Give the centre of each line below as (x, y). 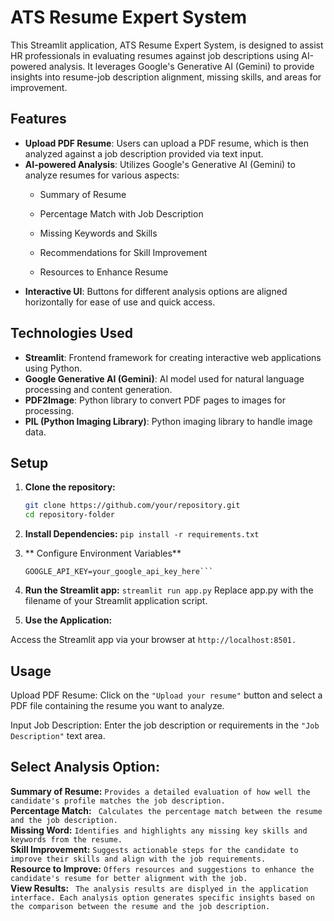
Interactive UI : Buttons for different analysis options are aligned (156, 291)
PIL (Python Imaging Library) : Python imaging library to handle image (168, 421)
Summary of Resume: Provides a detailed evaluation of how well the (160, 791)
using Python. (53, 368)
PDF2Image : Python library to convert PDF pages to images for (155, 400)
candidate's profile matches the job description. (118, 801)
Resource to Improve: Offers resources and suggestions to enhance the (162, 868)
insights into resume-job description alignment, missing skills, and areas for (166, 77)
